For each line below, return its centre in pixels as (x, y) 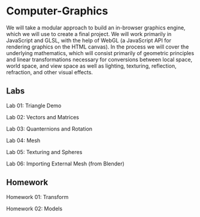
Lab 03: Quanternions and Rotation (49, 129)
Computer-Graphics (57, 11)
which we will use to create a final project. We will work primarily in (89, 34)
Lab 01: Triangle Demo (34, 106)
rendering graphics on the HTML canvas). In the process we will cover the (98, 47)
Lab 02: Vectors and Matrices (43, 117)
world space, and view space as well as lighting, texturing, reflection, (91, 66)
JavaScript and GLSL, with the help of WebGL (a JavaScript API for (89, 40)
